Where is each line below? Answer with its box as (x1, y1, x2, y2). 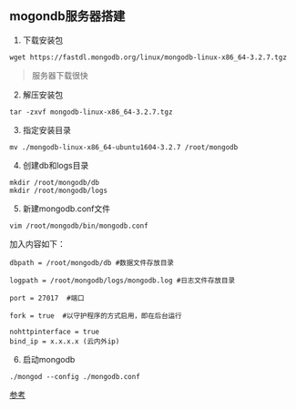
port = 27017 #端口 (9, 293, 85, 302)
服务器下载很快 (31, 69, 88, 80)
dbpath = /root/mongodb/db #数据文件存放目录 (9, 258, 175, 267)
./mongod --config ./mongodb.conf (9, 372, 141, 381)
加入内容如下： (9, 238, 66, 249)
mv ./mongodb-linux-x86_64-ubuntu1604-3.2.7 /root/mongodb (9, 142, 239, 152)
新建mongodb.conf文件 (22, 203, 111, 214)
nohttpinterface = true (9, 327, 100, 336)
